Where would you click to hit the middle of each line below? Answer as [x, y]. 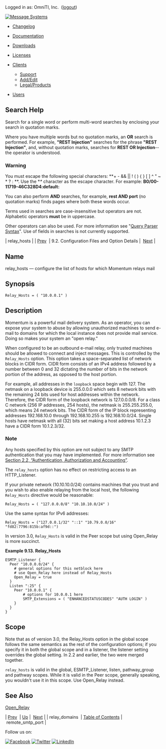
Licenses [22, 55]
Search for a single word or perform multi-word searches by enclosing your [82, 122]
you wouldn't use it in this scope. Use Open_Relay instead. [65, 680]
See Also [19, 696]
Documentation [28, 36]
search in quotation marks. [32, 127]
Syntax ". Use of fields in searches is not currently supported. [67, 231]
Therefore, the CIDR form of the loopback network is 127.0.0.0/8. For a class [83, 400]
